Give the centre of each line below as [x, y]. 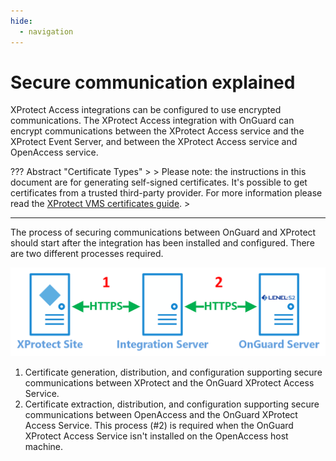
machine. [44, 446]
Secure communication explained [153, 82]
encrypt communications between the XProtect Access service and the [157, 131]
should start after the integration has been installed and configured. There [162, 243]
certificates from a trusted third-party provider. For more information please [166, 193]
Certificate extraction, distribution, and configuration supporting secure [172, 404]
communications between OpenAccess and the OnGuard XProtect [161, 414]
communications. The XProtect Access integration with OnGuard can [152, 121]
